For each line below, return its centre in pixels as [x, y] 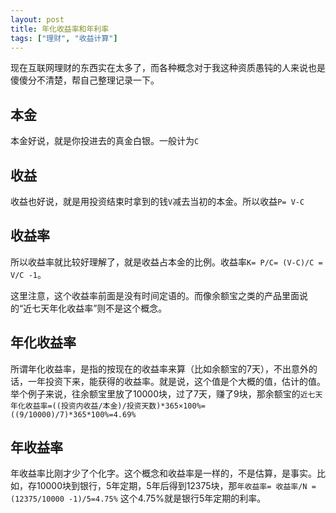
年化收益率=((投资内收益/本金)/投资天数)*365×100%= [108, 406]
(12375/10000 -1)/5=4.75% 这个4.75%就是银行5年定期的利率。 [138, 498]
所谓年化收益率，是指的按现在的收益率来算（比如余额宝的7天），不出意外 [159, 368]
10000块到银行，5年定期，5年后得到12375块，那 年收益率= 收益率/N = [176, 486]
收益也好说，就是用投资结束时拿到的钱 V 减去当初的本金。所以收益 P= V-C [157, 201]
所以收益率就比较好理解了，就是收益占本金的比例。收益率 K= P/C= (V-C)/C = [166, 262]
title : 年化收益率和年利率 [60, 29]
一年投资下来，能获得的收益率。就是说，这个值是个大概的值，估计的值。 [176, 381]
